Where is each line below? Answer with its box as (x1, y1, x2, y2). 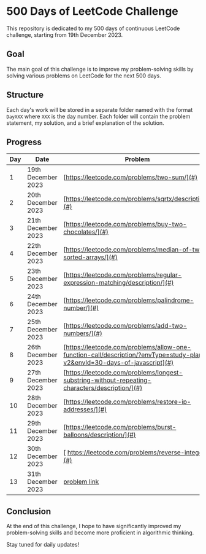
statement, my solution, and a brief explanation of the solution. (6, 119, 164, 127)
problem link (63, 478, 99, 486)
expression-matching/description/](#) (63, 279, 174, 287)
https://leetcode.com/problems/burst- (65, 423, 177, 432)
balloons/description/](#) (63, 430, 136, 439)
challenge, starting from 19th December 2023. (6, 31, 123, 38)
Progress (6, 137, 42, 147)
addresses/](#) (63, 405, 107, 414)
